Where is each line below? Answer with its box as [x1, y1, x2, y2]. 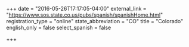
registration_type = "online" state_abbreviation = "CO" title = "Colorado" [6, 18, 184, 24]
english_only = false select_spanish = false [6, 24, 111, 31]
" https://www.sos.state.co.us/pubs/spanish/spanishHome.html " [6, 11, 163, 18]
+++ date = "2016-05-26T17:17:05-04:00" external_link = [6, 5, 147, 12]
